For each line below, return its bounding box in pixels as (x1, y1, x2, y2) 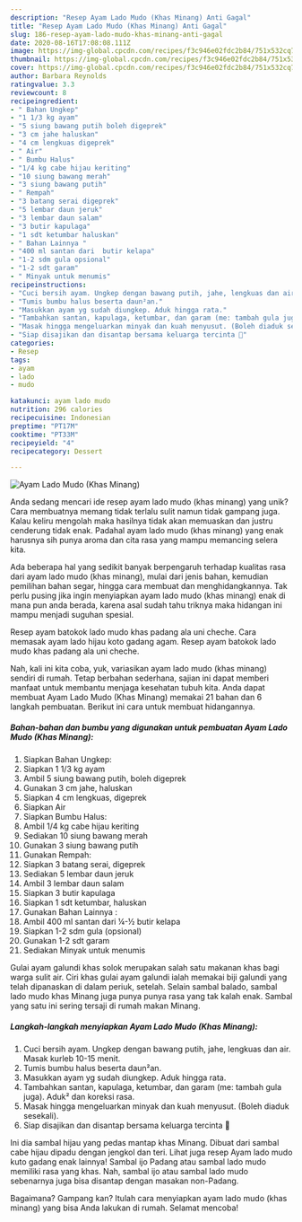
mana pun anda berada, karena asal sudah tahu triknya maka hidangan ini (10, 600, 283, 611)
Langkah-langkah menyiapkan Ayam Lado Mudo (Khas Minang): (10, 1021, 258, 1032)
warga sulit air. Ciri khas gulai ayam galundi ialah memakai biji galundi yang (10, 971, 288, 983)
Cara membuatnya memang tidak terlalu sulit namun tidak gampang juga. (10, 506, 280, 517)
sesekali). (22, 1111, 59, 1121)
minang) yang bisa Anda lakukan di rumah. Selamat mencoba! (10, 1202, 239, 1213)
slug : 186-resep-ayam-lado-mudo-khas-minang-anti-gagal (10, 30, 223, 39)
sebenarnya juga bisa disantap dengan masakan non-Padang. (10, 1175, 239, 1186)
